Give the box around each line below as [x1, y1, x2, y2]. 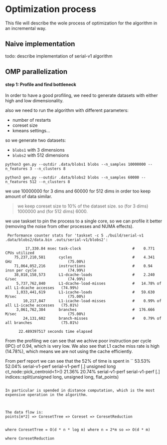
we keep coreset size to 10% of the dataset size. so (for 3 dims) [17, 203, 149, 209]
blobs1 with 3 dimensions [12, 147, 65, 153]
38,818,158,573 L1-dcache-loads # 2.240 [14, 272, 155, 277]
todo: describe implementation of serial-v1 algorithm [5, 53, 113, 59]
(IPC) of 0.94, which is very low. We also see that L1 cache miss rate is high [5, 343, 160, 349]
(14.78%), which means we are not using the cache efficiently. [5, 348, 133, 355]
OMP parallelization [5, 67, 68, 76]
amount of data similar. [5, 194, 52, 200]
